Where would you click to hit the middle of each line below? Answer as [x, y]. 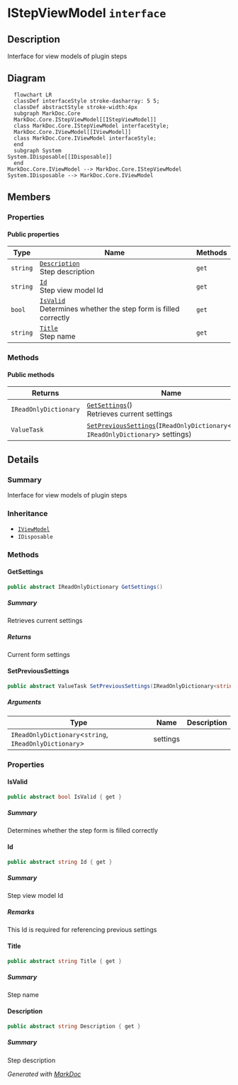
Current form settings [39, 655]
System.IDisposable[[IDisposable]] [60, 157]
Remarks [21, 912]
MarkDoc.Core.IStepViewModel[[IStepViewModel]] [85, 119]
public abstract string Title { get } [64, 961]
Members [29, 197]
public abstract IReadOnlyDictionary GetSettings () [85, 587]
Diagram [27, 78]
